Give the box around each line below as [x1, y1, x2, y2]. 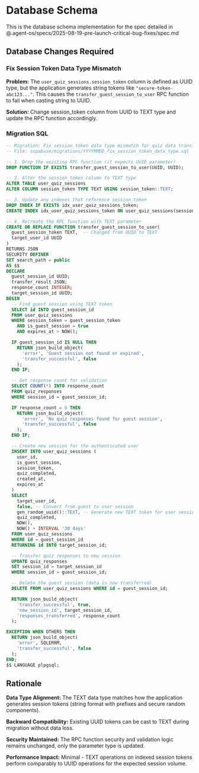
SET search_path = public [6, 257, 70, 263]
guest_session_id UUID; [11, 274, 70, 280]
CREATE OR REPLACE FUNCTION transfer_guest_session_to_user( [6, 224, 161, 230]
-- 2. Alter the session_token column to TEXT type [6, 175, 136, 181]
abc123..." [6, 91, 33, 98]
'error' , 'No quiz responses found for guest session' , [21, 416, 163, 422]
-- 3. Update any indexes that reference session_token [6, 197, 147, 203]
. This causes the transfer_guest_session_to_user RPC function [32, 90, 189, 98]
